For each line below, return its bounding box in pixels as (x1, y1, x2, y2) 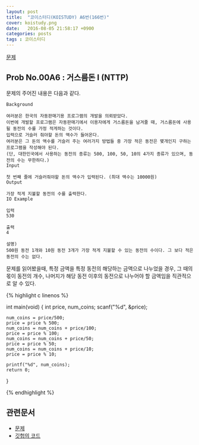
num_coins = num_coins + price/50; (6, 335, 94, 341)
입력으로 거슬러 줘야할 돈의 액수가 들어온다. (6, 132, 100, 138)
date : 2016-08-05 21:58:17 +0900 (6, 25, 94, 32)
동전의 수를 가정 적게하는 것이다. (12, 126, 84, 132)
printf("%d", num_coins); (6, 362, 70, 368)
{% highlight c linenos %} (6, 291, 69, 298)
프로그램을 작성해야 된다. (6, 144, 59, 151)
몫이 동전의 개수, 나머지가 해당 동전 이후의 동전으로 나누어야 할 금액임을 (6, 272, 171, 279)
